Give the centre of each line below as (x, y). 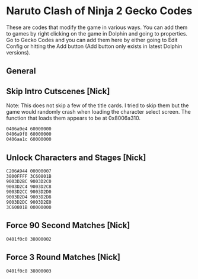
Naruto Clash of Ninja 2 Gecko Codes (99, 11)
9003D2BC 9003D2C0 (29, 181)
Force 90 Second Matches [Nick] (68, 225)
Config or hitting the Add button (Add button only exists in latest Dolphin (94, 46)
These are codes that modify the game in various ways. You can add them (97, 27)
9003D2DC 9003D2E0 (29, 202)
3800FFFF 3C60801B (29, 176)
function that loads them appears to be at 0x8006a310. (74, 118)
